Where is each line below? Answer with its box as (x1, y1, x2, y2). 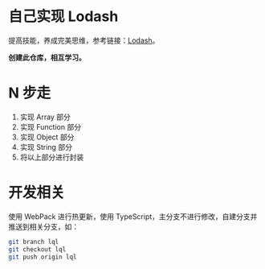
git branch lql (8, 238, 59, 246)
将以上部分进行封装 (19, 152, 84, 162)
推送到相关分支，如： (8, 221, 79, 231)
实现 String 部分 (19, 142, 72, 151)
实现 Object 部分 (19, 132, 75, 142)
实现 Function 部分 (19, 122, 82, 131)
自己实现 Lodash (8, 7, 119, 26)
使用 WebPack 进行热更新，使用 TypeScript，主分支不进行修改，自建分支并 (8, 211, 258, 221)
